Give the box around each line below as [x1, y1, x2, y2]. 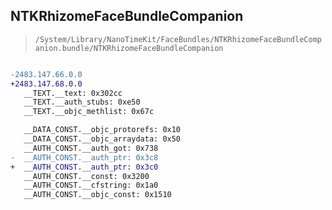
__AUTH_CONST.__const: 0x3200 [23, 171, 150, 181]
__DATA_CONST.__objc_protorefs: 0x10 [23, 125, 182, 135]
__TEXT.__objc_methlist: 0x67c [23, 107, 155, 117]
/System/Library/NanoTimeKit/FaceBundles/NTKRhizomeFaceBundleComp [34, 34, 322, 44]
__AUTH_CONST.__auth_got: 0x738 [23, 143, 159, 153]
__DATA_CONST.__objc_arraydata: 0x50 [23, 134, 182, 144]
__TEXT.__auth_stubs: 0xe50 [23, 97, 141, 108]
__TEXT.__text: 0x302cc [23, 88, 123, 98]
